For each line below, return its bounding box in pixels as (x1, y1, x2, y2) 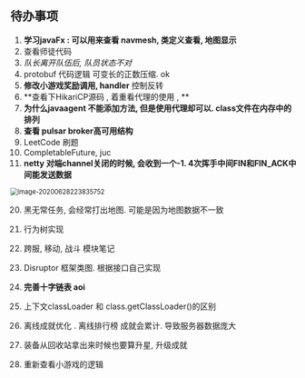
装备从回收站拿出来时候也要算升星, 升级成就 (23, 339, 188, 350)
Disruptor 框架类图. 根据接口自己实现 (23, 262, 162, 273)
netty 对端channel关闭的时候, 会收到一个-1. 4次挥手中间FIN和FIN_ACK (23, 157, 289, 168)
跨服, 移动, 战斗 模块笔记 (23, 243, 115, 254)
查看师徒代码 (23, 45, 72, 56)
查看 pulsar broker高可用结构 (23, 125, 134, 136)
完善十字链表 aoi (23, 281, 85, 293)
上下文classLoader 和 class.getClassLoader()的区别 (23, 301, 217, 312)
